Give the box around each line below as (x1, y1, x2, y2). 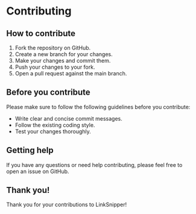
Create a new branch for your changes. (14, 51, 113, 58)
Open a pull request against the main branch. (14, 70, 127, 77)
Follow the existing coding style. (14, 121, 95, 128)
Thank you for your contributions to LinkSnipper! (6, 201, 127, 209)
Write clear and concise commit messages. (14, 115, 122, 122)
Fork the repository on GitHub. (14, 44, 91, 51)
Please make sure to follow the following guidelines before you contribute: (6, 103, 191, 110)
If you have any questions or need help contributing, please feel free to (6, 161, 183, 168)
